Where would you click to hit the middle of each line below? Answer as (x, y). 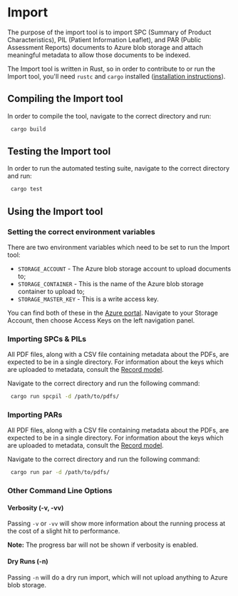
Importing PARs (35, 415)
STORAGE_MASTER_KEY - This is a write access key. (88, 299)
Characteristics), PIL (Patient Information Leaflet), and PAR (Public (104, 39)
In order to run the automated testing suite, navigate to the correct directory (119, 168)
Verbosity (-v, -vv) (36, 507)
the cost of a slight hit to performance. (64, 531)
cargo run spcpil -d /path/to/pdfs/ (65, 397)
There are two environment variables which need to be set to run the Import (119, 247)
